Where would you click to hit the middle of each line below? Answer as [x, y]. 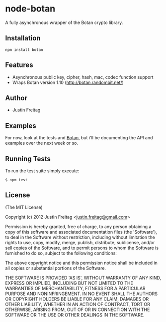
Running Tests [28, 159]
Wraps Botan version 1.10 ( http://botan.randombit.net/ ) [68, 82]
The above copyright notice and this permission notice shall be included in [81, 263]
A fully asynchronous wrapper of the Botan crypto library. [64, 22]
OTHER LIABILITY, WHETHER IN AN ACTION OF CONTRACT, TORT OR [78, 304]
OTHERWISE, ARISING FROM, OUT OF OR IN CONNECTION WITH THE [78, 310]
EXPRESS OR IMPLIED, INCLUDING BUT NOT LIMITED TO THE [69, 283]
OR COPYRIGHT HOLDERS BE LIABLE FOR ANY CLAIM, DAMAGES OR [77, 299]
